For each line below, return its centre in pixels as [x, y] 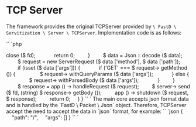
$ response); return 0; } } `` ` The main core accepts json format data [97, 99]
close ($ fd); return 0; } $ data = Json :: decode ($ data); [94, 55]
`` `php [14, 44]
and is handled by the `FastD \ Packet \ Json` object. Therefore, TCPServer [96, 105]
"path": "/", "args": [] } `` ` [45, 117]
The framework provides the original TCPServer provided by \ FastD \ [91, 26]
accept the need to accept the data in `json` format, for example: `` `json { [94, 111]
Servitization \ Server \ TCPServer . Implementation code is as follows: [94, 32]
